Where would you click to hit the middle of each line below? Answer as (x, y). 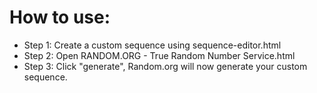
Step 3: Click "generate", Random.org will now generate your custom (165, 66)
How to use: (60, 17)
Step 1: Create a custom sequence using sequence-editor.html (152, 45)
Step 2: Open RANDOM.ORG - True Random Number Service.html (159, 55)
